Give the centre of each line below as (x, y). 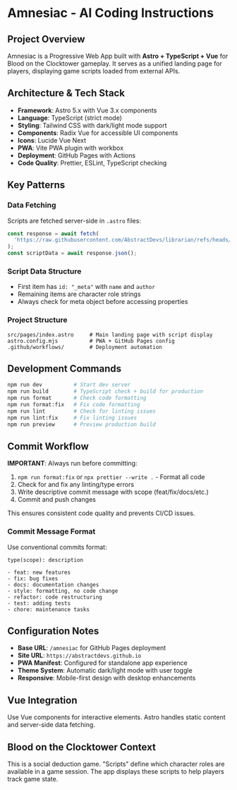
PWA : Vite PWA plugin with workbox (71, 148)
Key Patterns (36, 185)
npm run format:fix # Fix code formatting (74, 405)
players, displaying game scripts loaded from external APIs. (94, 71)
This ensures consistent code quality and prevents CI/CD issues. (101, 513)
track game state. (33, 779)
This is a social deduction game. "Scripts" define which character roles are (116, 764)
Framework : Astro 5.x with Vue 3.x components (87, 110)
